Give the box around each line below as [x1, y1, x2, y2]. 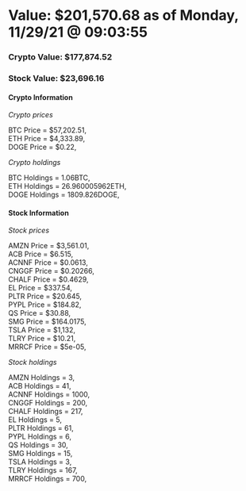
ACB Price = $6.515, [8, 249, 74, 259]
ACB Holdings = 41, [8, 382, 71, 391]
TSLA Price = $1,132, [8, 325, 75, 335]
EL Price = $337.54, [8, 283, 73, 293]
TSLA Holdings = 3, [8, 457, 72, 466]
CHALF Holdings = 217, [8, 407, 83, 416]
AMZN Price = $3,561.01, [8, 241, 90, 251]
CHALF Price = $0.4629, [8, 274, 89, 284]
